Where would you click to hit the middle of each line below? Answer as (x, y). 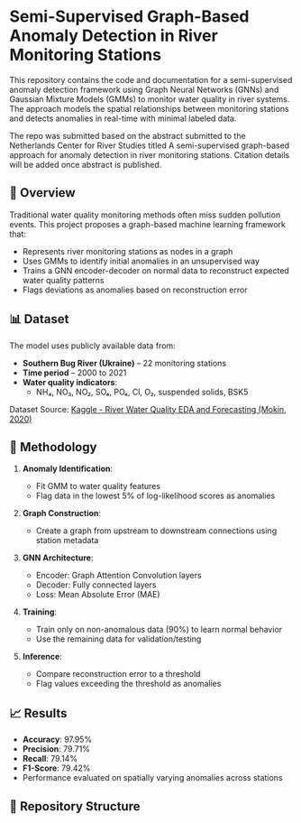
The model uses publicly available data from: (92, 346)
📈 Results (38, 713)
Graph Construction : (62, 513)
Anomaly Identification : (68, 469)
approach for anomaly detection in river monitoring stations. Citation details (150, 154)
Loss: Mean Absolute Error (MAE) (98, 595)
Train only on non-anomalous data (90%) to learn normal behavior (159, 630)
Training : (39, 612)
